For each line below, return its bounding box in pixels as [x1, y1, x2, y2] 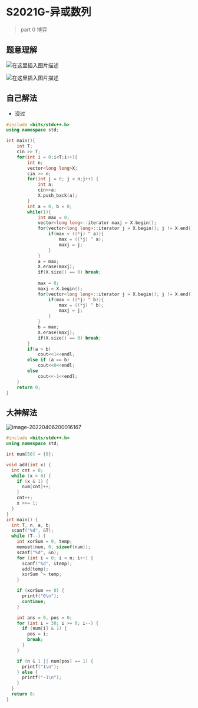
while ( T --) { [11, 533, 46, 539]
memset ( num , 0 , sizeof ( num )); [16, 544, 91, 550]
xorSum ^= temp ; [21, 571, 62, 578]
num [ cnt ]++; [21, 484, 51, 490]
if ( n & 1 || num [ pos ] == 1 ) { [16, 658, 94, 664]
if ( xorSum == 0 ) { [16, 588, 65, 594]
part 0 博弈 [20, 26, 48, 33]
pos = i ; [27, 631, 49, 637]
